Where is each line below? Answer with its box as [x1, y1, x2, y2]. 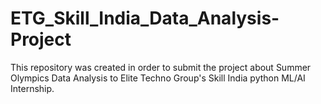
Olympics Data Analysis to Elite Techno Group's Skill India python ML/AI [10, 72, 306, 84]
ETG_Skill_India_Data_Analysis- [10, 7, 280, 30]
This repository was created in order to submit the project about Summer [10, 61, 312, 73]
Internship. [10, 82, 55, 94]
